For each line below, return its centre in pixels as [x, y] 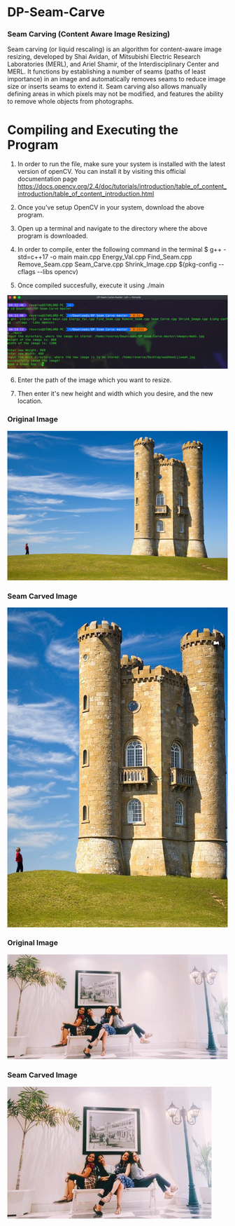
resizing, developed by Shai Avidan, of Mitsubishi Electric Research [104, 57]
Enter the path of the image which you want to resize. [94, 380]
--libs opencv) [58, 272]
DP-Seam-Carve [56, 12]
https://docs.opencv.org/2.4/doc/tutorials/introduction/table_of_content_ [122, 186]
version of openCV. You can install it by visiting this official [101, 172]
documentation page [48, 179]
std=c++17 [33, 257]
